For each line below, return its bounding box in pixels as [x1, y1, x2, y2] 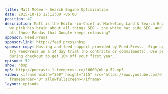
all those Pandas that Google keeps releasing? [9, 30, 111, 35]
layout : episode [5, 81, 39, 86]
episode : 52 [5, 58, 30, 63]
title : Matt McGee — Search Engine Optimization [5, 7, 108, 12]
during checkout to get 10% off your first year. [9, 53, 115, 59]
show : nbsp [5, 63, 28, 68]
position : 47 [5, 16, 32, 21]
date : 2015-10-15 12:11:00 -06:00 [5, 12, 77, 17]
